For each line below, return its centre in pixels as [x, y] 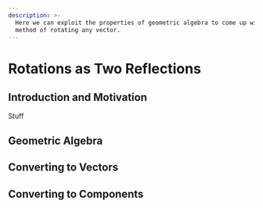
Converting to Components [76, 194]
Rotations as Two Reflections [105, 68]
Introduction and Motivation [77, 97]
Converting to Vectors [63, 168]
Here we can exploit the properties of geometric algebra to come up [131, 23]
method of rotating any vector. [68, 30]
